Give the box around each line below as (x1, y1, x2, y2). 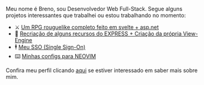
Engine (14, 37, 32, 43)
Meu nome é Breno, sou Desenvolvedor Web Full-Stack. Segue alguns (5, 6, 183, 12)
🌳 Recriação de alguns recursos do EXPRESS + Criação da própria (14, 30, 182, 37)
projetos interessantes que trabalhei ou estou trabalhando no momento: (5, 12, 186, 19)
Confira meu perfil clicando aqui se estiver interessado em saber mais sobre (5, 67, 198, 74)
